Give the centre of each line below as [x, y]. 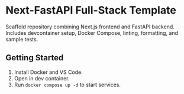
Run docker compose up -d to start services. [67, 85]
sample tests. [22, 39]
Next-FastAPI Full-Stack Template [91, 10]
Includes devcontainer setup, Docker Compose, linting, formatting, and [92, 33]
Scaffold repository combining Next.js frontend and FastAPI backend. [90, 27]
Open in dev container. [42, 78]
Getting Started [35, 58]
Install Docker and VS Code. [49, 72]
